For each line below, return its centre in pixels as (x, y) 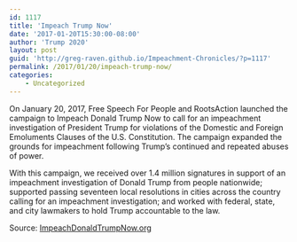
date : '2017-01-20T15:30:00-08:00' (75, 34)
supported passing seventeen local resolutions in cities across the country (145, 191)
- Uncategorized (55, 83)
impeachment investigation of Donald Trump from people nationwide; (136, 182)
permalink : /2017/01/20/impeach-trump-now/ (91, 67)
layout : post (33, 51)
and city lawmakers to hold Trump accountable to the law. (115, 210)
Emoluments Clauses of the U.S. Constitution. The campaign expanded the (145, 137)
